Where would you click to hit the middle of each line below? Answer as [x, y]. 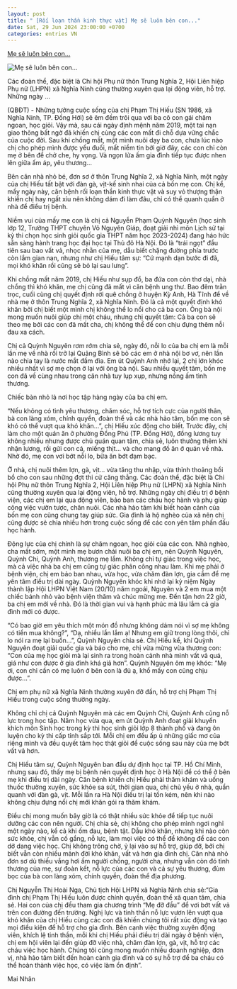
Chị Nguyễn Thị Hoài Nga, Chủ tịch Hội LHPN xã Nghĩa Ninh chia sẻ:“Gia [113, 890]
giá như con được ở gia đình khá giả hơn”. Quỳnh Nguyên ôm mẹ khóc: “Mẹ [117, 663]
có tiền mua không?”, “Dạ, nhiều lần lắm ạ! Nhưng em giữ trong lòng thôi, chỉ [118, 633]
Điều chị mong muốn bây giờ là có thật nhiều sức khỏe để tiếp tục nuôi [110, 816]
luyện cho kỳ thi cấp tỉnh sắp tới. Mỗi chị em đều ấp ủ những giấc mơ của [114, 736]
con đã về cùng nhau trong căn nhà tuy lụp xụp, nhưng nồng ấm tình [107, 376]
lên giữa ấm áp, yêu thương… [50, 163]
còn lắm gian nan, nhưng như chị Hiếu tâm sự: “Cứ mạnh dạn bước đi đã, [113, 258]
